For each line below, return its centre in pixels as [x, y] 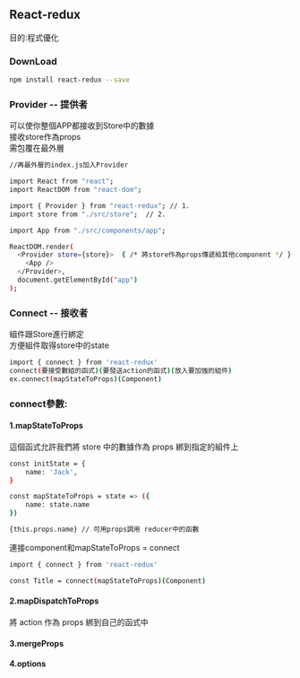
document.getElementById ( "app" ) [78, 280]
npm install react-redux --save [69, 80]
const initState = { [48, 464]
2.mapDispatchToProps [54, 601]
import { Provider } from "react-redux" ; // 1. [100, 205]
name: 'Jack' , [51, 472]
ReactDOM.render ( [42, 247]
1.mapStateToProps [46, 426]
